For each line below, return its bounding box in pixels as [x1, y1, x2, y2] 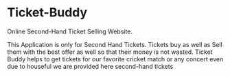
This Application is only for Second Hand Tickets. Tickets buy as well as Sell [7, 40, 223, 48]
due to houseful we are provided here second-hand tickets [7, 62, 174, 70]
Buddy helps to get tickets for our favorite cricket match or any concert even [7, 55, 224, 63]
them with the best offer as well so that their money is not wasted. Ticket [7, 48, 213, 56]
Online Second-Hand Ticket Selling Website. [7, 27, 133, 35]
